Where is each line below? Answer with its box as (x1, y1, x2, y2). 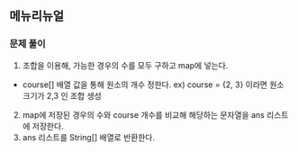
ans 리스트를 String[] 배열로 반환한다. (22, 131, 156, 142)
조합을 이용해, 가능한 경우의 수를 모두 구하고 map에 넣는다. (22, 59, 229, 70)
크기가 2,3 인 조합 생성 (22, 90, 102, 101)
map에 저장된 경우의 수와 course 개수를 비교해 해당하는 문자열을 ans (22, 109, 266, 120)
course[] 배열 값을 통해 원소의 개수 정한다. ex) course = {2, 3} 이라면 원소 (22, 79, 284, 90)
